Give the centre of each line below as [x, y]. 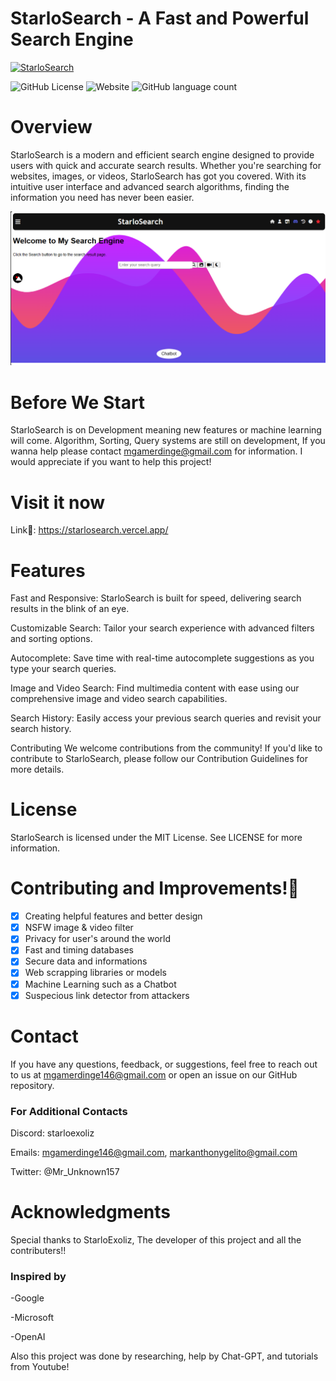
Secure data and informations [86, 961]
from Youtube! [40, 1367]
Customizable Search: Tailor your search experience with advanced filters [162, 628]
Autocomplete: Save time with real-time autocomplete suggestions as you [162, 658]
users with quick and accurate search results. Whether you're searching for [166, 165]
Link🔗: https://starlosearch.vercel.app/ [89, 530]
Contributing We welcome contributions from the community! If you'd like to [166, 748]
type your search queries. [63, 669]
